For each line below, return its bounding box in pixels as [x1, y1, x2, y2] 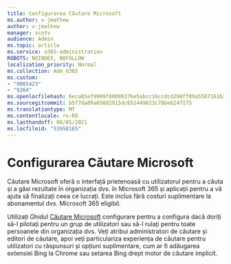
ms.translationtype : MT [7, 106, 76, 113]
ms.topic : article [7, 42, 60, 49]
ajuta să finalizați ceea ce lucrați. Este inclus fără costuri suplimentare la [7, 192, 212, 200]
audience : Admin [7, 36, 54, 43]
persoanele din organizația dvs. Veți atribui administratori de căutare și [7, 228, 208, 236]
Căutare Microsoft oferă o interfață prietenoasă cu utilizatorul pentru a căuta [7, 177, 223, 186]
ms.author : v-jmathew [7, 16, 69, 23]
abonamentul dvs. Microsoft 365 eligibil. [7, 199, 122, 208]
